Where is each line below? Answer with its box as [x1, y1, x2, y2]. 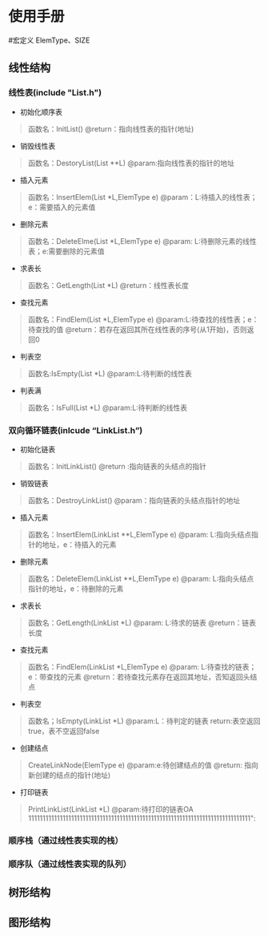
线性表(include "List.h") [8, 87, 102, 99]
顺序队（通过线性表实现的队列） [8, 858, 132, 869]
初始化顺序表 [19, 107, 62, 116]
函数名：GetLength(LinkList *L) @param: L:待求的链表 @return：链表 [27, 618, 257, 627]
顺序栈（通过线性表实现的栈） [8, 835, 124, 846]
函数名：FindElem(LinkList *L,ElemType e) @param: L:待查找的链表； [27, 662, 257, 671]
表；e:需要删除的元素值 [27, 246, 105, 256]
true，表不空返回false [27, 726, 100, 735]
